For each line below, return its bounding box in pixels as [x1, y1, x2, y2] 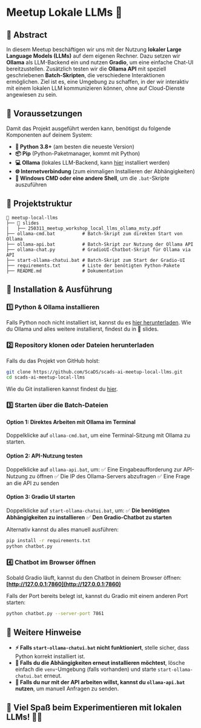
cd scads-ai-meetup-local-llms [6, 374, 85, 380]
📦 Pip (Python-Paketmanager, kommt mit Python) [15, 149, 140, 157]
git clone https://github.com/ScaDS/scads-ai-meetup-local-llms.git [6, 369, 183, 375]
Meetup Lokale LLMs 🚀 [6, 5, 123, 19]
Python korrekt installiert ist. [15, 653, 86, 660]
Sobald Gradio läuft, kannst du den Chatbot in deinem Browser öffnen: [6, 574, 182, 581]
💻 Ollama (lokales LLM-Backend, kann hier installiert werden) [15, 159, 170, 166]
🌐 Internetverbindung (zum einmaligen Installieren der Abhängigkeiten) [15, 167, 196, 175]
